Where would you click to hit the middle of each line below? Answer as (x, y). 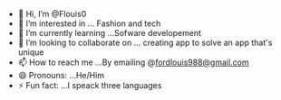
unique (31, 52)
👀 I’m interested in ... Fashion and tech (89, 23)
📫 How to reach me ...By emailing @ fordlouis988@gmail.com (133, 62)
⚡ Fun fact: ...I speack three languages (90, 85)
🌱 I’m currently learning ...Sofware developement (110, 33)
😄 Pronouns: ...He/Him (61, 75)
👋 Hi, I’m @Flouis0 (52, 14)
